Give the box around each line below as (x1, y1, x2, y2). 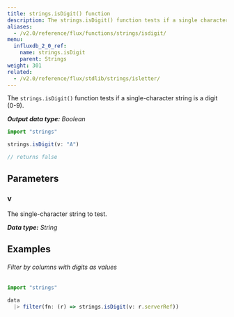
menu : (7, 36, 23, 43)
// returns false (7, 154, 58, 161)
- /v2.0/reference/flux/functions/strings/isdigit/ (13, 29, 167, 37)
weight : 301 (7, 62, 42, 69)
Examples (7, 243, 51, 255)
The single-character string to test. (7, 210, 108, 218)
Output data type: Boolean (7, 115, 86, 123)
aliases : (7, 23, 33, 30)
